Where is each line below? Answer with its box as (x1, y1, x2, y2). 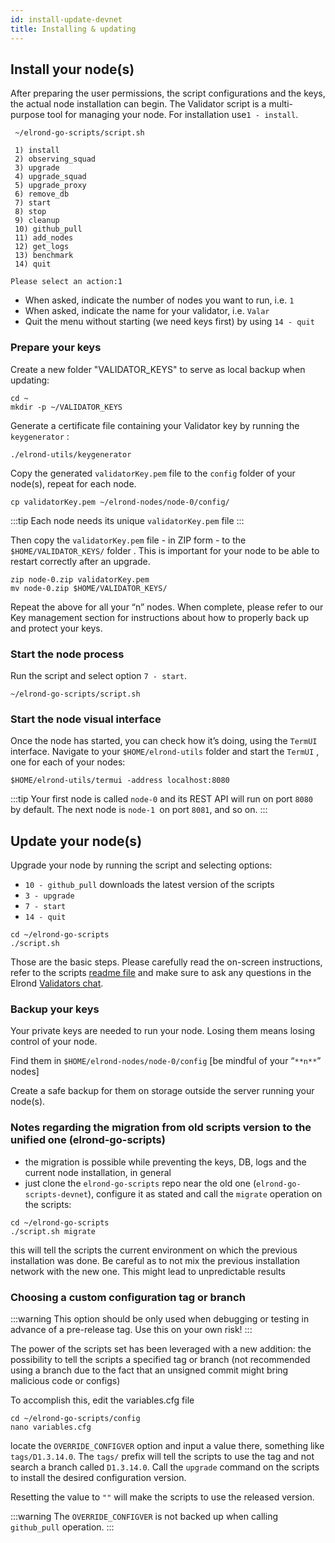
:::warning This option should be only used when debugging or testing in (10, 1312, 310, 1325)
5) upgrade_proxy (14, 181, 87, 191)
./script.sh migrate (10, 1226, 97, 1236)
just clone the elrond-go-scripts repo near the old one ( (24, 1177, 257, 1189)
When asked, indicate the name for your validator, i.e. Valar (24, 305, 270, 317)
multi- (268, 98, 293, 110)
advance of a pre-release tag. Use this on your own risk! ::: (10, 1323, 253, 1335)
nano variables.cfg (10, 1422, 92, 1432)
